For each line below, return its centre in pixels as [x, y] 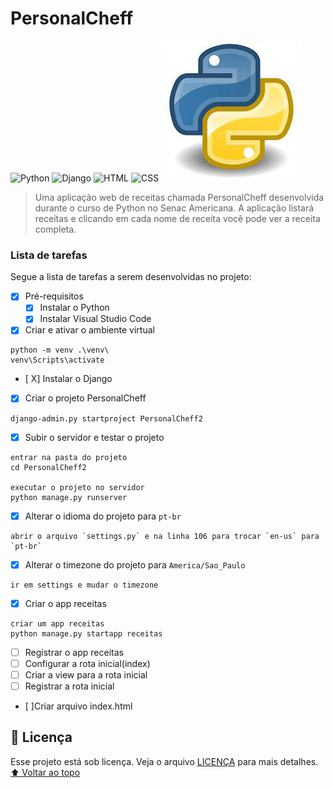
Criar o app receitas [65, 603]
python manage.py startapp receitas [86, 633]
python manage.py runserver [69, 497]
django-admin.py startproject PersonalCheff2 [106, 418]
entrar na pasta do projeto [69, 457]
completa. [55, 229]
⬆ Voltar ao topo [45, 772]
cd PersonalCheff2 [48, 467]
